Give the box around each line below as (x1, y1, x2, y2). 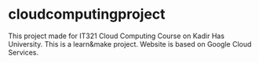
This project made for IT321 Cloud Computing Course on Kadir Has (8, 31, 225, 40)
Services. (8, 47, 39, 57)
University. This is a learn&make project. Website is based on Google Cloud (8, 39, 252, 48)
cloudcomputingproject (8, 5, 166, 23)
